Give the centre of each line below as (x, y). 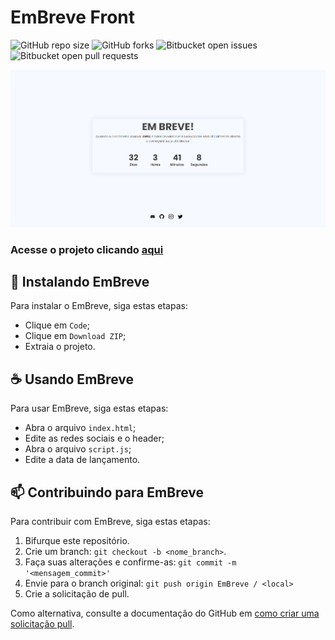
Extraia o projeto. (60, 347)
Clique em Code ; (57, 325)
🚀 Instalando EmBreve (80, 282)
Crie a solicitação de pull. (77, 594)
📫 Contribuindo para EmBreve (107, 492)
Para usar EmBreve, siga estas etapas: (89, 408)
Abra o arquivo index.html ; (80, 428)
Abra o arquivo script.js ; (78, 449)
